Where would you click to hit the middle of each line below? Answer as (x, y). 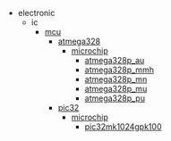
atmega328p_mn (116, 79)
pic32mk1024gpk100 (123, 127)
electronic (36, 13)
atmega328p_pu (115, 98)
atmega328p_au (115, 60)
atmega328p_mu (116, 89)
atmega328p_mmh (120, 70)
